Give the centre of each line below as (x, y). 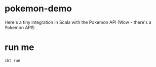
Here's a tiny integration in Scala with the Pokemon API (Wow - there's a (78, 22)
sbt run (13, 60)
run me (19, 48)
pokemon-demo (38, 9)
